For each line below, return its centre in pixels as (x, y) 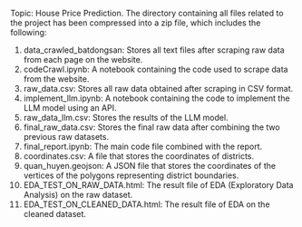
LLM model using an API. (70, 108)
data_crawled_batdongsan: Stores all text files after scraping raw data (154, 50)
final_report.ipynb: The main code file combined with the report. (143, 146)
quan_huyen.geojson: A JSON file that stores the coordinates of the (149, 166)
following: (29, 32)
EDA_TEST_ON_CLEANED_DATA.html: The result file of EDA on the (146, 204)
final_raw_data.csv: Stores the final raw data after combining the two (151, 127)
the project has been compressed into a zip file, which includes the (136, 23)
